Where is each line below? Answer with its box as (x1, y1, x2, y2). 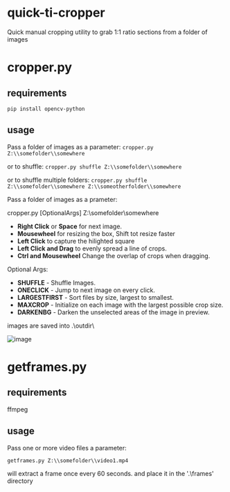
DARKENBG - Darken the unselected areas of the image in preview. (17, 307, 210, 316)
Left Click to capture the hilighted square (17, 237, 135, 245)
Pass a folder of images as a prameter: (7, 195, 118, 203)
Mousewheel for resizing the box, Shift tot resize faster (17, 229, 175, 237)
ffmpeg (7, 405, 28, 414)
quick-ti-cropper (7, 5, 105, 21)
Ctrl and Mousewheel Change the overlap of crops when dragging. (17, 251, 211, 260)
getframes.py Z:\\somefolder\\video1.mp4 (7, 457, 129, 464)
